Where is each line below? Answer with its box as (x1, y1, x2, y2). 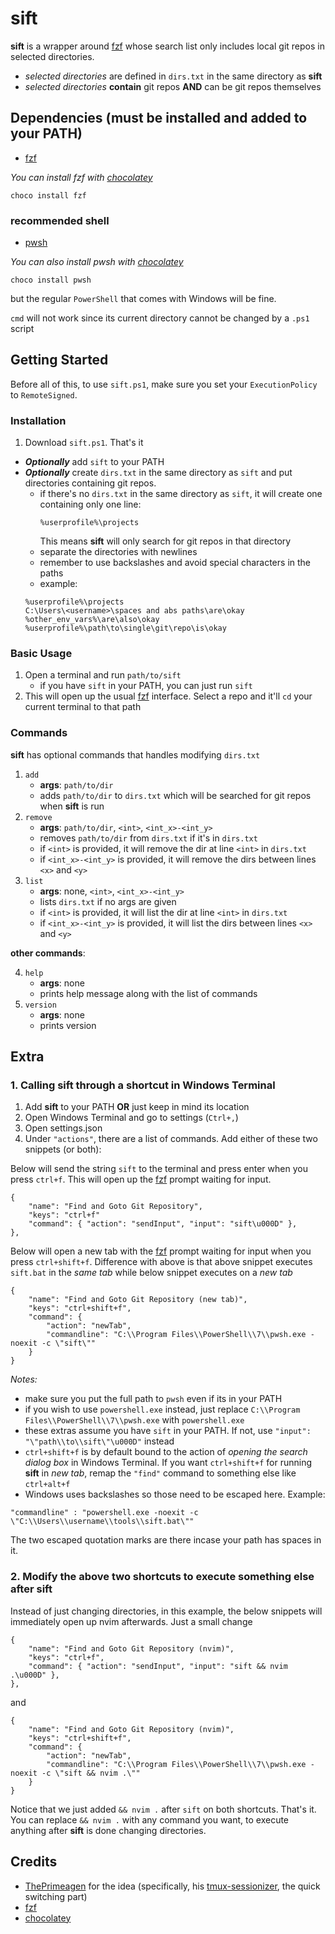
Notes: (10, 1373, 38, 1386)
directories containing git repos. (24, 477, 157, 489)
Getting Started (10, 352, 109, 369)
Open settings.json (24, 1122, 103, 1134)
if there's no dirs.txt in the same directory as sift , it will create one (39, 488, 323, 500)
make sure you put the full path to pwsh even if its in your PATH (24, 1393, 283, 1405)
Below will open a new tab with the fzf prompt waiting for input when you (10, 1245, 312, 1257)
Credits (10, 1853, 58, 1871)
